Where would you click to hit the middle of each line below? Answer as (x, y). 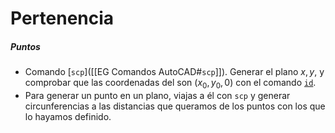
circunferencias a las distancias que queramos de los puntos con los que (175, 106)
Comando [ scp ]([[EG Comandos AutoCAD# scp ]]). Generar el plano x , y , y (174, 72)
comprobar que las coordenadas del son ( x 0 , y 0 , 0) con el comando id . (170, 84)
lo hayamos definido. (68, 116)
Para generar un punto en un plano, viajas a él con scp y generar (157, 95)
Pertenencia (62, 18)
